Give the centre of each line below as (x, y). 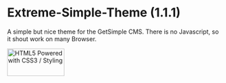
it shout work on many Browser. (52, 38)
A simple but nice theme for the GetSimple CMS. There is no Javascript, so (113, 32)
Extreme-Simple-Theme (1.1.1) (94, 13)
